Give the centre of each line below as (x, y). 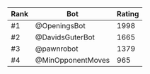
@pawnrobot (57, 49)
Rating (128, 14)
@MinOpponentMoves (73, 60)
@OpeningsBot (60, 26)
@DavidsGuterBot (65, 37)
